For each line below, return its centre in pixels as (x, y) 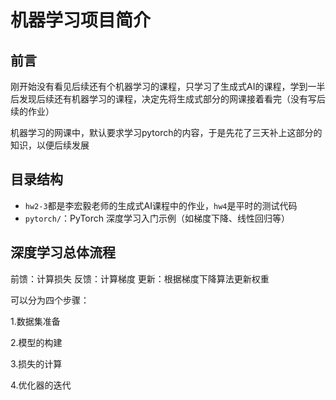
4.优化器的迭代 (41, 385)
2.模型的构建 (36, 342)
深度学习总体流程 (63, 252)
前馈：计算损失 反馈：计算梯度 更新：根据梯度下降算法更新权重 (140, 278)
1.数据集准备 (35, 321)
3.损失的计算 (36, 363)
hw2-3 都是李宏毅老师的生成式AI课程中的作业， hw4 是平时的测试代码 (161, 205)
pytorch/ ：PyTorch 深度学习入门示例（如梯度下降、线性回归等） (157, 218)
